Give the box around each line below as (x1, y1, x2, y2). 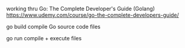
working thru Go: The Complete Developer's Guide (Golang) (6, 5, 155, 12)
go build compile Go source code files (6, 23, 101, 30)
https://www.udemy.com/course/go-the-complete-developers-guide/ (6, 11, 180, 19)
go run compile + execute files (6, 35, 82, 41)
